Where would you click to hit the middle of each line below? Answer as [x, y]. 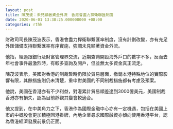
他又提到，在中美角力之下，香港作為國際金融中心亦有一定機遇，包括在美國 [84, 109]
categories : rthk [24, 24]
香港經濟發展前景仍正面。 [37, 121]
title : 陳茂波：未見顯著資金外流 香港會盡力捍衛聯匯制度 [59, 15]
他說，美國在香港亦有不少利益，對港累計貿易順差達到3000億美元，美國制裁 [85, 91]
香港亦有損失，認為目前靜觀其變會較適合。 [50, 98]
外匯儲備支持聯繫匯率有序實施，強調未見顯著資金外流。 [64, 46]
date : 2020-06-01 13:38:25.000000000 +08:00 [54, 19]
